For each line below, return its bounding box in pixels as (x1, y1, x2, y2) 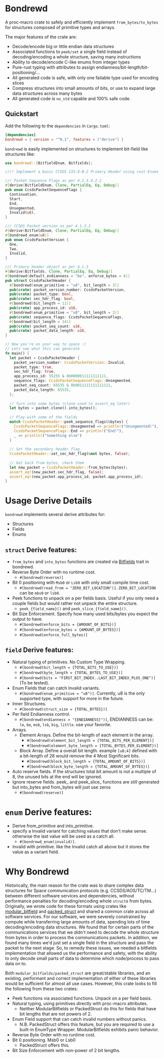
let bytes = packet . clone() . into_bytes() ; (9, 406, 97, 410)
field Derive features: (5, 646, 74, 654)
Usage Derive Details (5, 495, 92, 506)
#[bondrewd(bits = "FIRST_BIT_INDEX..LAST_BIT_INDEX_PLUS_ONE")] (19, 676, 156, 680)
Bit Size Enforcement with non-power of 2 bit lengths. (12, 1047, 121, 1053)
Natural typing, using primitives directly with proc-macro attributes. (12, 1000, 148, 1006)
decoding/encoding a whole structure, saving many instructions (12, 54, 141, 59)
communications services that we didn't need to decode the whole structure (5, 929, 159, 935)
